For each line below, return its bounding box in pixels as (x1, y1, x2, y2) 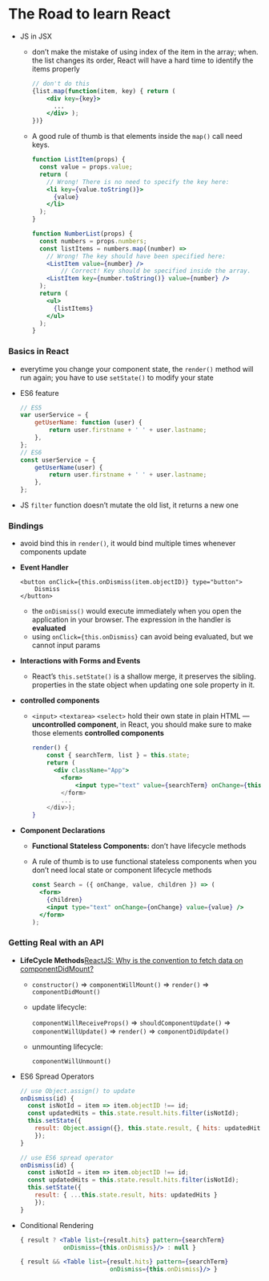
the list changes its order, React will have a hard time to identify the (31, 55, 254, 65)
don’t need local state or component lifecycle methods (31, 865, 212, 875)
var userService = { (19, 411, 89, 419)
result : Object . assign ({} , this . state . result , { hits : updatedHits (34, 1124, 264, 1132)
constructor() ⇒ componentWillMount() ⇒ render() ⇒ (31, 979, 210, 989)
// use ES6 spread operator (19, 1153, 114, 1161)
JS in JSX (19, 31, 52, 41)
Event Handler (19, 563, 69, 573)
